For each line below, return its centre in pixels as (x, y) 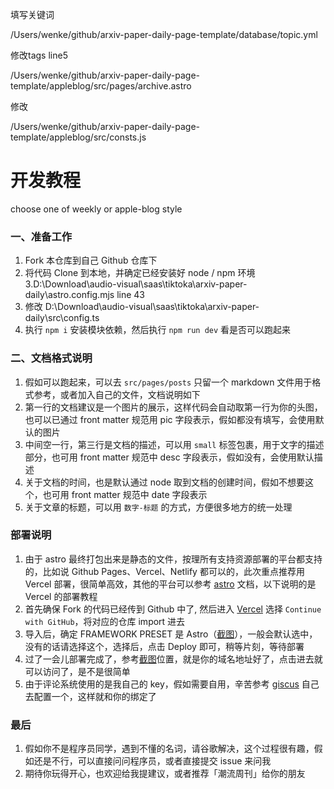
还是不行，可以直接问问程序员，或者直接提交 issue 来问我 (152, 761)
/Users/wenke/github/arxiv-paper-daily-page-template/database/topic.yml (164, 34)
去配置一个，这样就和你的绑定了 (90, 696)
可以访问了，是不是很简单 (77, 671)
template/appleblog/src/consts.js (78, 137)
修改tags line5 (39, 55)
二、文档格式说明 (51, 358)
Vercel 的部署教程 (61, 596)
